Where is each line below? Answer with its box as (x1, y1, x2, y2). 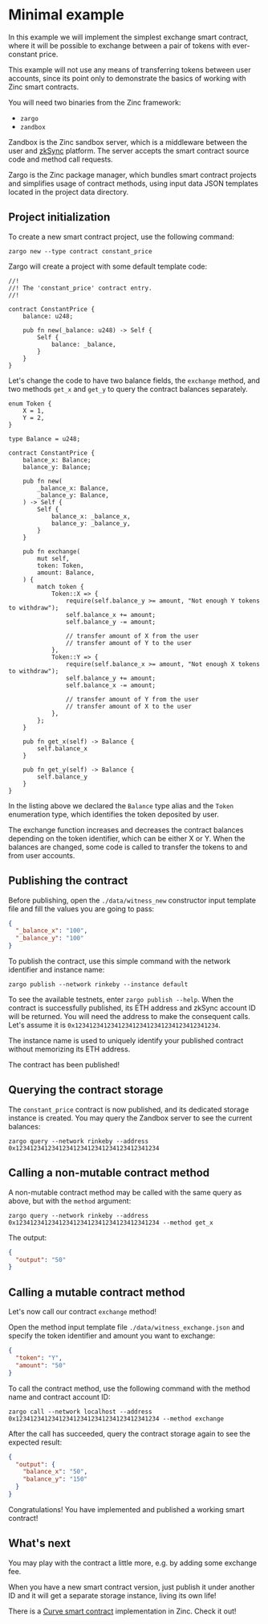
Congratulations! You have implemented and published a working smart (8, 1504, 245, 1514)
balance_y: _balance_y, (51, 519, 131, 528)
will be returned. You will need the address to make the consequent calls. (8, 1012, 250, 1022)
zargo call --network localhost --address (8, 1408, 152, 1416)
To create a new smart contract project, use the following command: (8, 232, 235, 241)
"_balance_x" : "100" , (15, 927, 88, 935)
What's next (8, 1536, 71, 1550)
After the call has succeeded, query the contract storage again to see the (8, 1429, 251, 1438)
